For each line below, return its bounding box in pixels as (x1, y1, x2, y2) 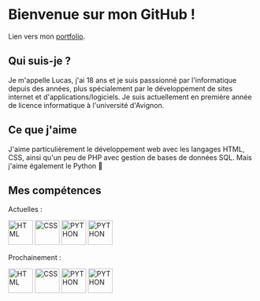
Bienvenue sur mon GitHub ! (8, 6, 195, 24)
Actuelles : (8, 205, 43, 214)
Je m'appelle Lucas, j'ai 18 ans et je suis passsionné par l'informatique (8, 75, 237, 84)
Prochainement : (8, 253, 61, 262)
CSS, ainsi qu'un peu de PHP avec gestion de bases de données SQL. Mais (8, 152, 252, 162)
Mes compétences (8, 184, 102, 197)
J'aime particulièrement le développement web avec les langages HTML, (8, 144, 245, 154)
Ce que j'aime (8, 124, 77, 137)
